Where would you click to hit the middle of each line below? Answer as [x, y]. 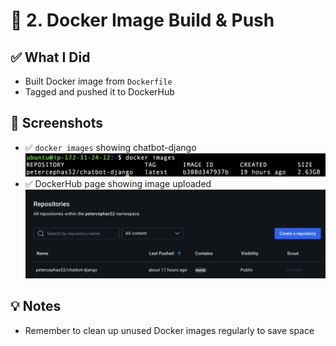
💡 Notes [36, 306]
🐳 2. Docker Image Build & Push [142, 20]
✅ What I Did [50, 57]
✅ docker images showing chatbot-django [110, 147]
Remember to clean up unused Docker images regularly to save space [169, 330]
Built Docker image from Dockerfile [98, 81]
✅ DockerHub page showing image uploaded [118, 183]
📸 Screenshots [57, 123]
